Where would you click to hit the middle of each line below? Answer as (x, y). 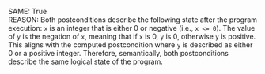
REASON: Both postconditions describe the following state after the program (133, 20)
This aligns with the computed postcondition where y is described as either (131, 45)
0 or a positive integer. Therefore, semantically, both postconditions (119, 53)
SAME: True (28, 11)
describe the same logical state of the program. (86, 61)
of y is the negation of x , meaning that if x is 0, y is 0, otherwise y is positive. (132, 36)
